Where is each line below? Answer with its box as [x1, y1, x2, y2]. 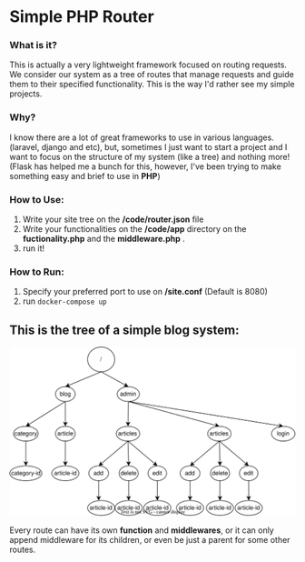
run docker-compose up [22, 296, 107, 306]
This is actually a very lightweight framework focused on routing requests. [9, 59, 288, 70]
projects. [9, 88, 43, 99]
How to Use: [9, 193, 64, 206]
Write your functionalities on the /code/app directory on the [22, 224, 247, 235]
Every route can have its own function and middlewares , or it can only [9, 525, 274, 536]
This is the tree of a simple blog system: [9, 322, 240, 337]
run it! [22, 243, 45, 254]
